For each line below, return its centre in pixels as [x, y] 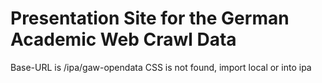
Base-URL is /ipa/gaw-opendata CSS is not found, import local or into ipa [161, 67]
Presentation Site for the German [150, 18]
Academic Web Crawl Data [123, 39]
